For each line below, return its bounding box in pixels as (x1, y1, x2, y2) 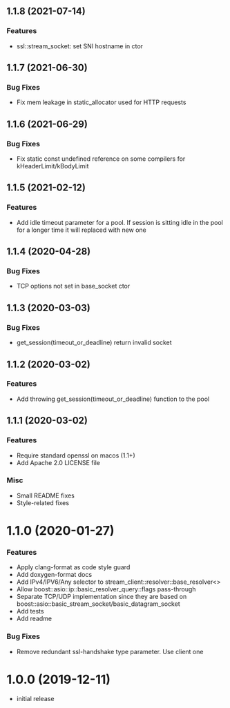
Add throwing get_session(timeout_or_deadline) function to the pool (16, 395, 210, 403)
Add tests (16, 607, 44, 616)
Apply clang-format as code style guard (16, 563, 131, 571)
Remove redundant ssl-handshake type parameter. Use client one (16, 647, 204, 656)
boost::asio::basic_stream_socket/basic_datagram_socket (16, 600, 180, 608)
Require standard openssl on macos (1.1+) (16, 451, 135, 460)
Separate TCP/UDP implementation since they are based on (16, 593, 187, 601)
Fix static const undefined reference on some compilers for (16, 155, 186, 163)
